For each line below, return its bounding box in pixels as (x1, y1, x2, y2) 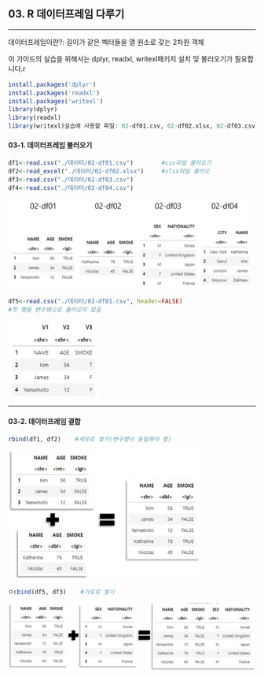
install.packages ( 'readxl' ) (8, 89, 101, 97)
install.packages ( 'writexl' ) (8, 97, 104, 105)
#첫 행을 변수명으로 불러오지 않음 (8, 306, 101, 314)
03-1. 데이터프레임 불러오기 (8, 140, 93, 150)
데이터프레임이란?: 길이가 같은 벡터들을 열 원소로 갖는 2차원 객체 (8, 37, 204, 46)
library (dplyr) (8, 106, 58, 113)
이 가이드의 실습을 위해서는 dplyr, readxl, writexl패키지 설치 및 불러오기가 (8, 54, 233, 63)
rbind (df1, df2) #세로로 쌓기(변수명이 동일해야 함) (8, 436, 172, 444)
